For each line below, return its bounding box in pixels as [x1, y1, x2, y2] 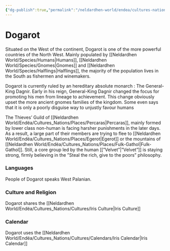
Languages [5, 164, 34, 171]
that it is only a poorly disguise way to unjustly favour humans [5, 104, 134, 111]
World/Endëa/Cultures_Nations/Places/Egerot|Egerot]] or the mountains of [5, 135, 161, 142]
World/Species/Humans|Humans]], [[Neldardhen [5, 57, 107, 63]
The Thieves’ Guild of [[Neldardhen [5, 114, 79, 120]
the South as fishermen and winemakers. [5, 73, 91, 79]
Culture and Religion [5, 189, 57, 196]
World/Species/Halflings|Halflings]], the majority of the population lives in [5, 67, 159, 74]
